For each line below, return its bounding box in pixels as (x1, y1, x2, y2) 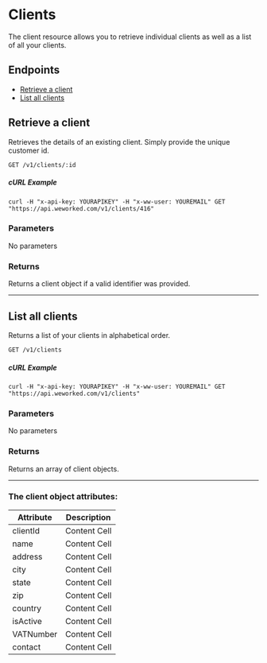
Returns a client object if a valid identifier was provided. (8, 279, 191, 289)
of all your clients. (8, 40, 67, 49)
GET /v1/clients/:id (8, 161, 77, 169)
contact (12, 642, 41, 653)
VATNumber (12, 628, 58, 639)
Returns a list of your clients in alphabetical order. (8, 330, 171, 339)
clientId (12, 525, 40, 536)
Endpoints (8, 64, 60, 77)
